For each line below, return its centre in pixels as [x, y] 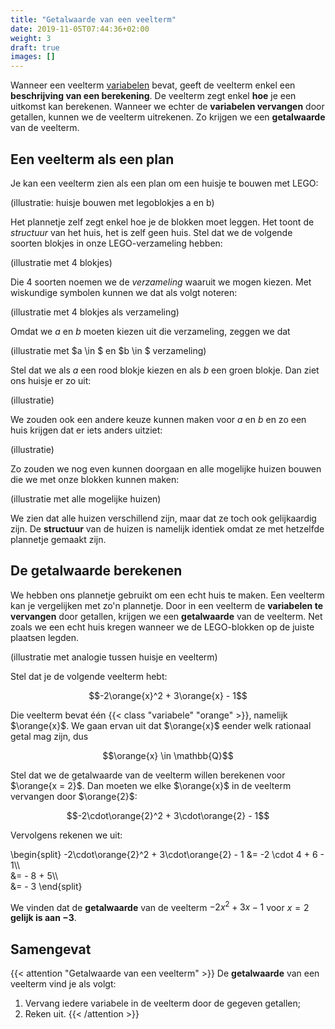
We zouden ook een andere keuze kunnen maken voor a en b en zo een [158, 419]
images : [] [33, 57]
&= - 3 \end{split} [46, 886]
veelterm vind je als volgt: [63, 984]
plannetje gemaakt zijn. [58, 539]
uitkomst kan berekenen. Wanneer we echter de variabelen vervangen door [167, 107]
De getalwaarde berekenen [96, 571]
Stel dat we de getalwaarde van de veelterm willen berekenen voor [148, 775]
